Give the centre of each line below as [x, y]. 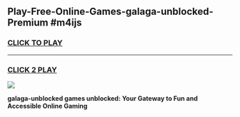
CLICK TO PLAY [35, 43]
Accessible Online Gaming [47, 106]
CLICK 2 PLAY [32, 69]
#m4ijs [66, 23]
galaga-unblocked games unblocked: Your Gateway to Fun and [103, 98]
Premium [28, 23]
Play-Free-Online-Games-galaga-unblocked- [111, 12]
